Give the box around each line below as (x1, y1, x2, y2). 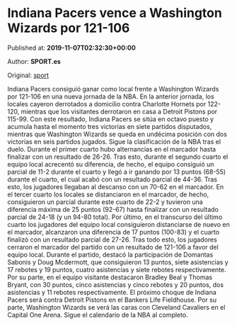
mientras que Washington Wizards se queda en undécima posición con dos (7, 130, 228, 138)
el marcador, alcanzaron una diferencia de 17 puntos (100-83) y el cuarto (7, 227, 220, 236)
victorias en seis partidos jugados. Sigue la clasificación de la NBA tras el (7, 137, 221, 146)
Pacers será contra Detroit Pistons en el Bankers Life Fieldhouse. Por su (7, 296, 217, 304)
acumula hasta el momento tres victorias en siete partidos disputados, (7, 122, 212, 130)
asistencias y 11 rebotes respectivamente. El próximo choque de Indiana (7, 288, 217, 296)
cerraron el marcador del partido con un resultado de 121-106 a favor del (7, 242, 219, 251)
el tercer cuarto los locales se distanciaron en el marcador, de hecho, (7, 190, 209, 198)
